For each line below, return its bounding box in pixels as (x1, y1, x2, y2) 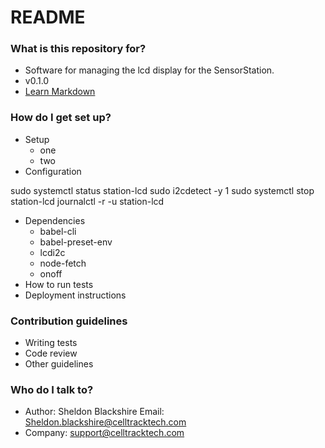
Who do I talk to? (10, 383, 94, 396)
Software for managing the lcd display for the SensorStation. (24, 64, 275, 76)
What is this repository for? (10, 42, 147, 56)
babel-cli (39, 225, 77, 237)
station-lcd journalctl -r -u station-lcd (10, 195, 165, 207)
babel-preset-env (39, 236, 113, 248)
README (10, 6, 86, 29)
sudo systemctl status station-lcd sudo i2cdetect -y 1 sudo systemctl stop (10, 184, 315, 196)
